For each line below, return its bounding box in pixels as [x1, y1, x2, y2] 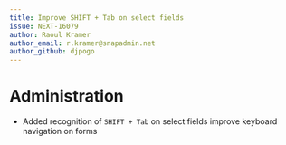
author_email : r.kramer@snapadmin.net [9, 38, 156, 48]
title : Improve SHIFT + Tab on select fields [9, 13, 184, 23]
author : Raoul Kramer [9, 30, 91, 39]
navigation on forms [22, 126, 98, 137]
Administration [9, 86, 124, 107]
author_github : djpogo [9, 47, 95, 56]
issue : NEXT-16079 [9, 22, 79, 31]
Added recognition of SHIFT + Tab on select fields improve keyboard [22, 116, 278, 127]
